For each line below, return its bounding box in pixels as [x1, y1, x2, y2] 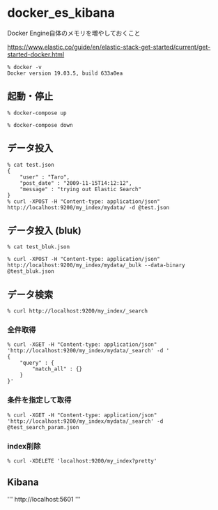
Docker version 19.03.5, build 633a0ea [7, 70, 123, 77]
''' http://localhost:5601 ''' [7, 495, 81, 503]
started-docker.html [7, 50, 65, 59]
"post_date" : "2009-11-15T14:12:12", [20, 179, 132, 186]
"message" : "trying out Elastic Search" [20, 186, 141, 193]
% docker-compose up [7, 110, 68, 117]
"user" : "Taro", [20, 173, 70, 181]
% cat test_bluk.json [7, 243, 70, 250]
